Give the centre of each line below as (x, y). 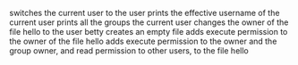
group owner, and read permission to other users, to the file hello (129, 51)
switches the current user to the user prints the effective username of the (145, 13)
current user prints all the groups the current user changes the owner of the (149, 22)
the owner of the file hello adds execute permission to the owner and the (143, 41)
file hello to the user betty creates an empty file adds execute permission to (149, 32)
